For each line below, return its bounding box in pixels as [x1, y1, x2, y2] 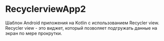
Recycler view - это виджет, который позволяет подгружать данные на [5, 25, 157, 31]
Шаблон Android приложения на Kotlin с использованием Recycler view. [5, 20, 159, 26]
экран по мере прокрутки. [5, 30, 62, 36]
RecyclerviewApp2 [5, 3, 87, 15]
